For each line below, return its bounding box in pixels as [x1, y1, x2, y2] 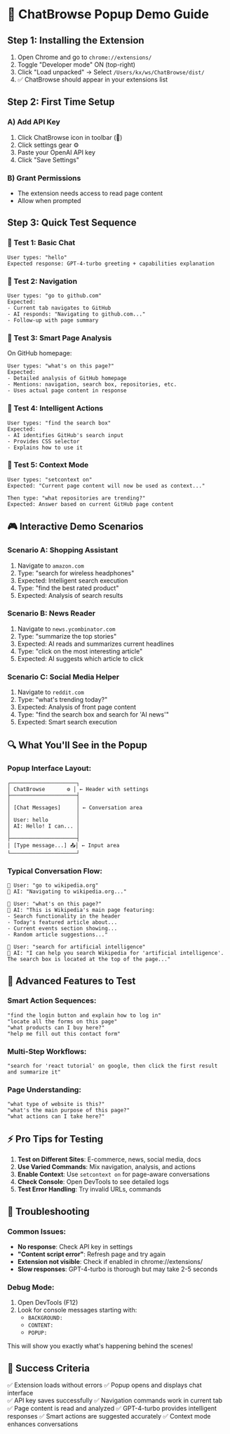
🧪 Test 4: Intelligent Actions [7, 403, 104, 413]
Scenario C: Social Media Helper [7, 672, 120, 682]
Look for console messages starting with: [17, 1306, 137, 1315]
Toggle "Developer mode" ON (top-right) [17, 60, 135, 69]
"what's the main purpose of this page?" [7, 1107, 130, 1114]
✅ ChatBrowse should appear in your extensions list [17, 75, 168, 84]
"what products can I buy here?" [7, 1024, 105, 1031]
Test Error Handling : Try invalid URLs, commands [17, 1185, 161, 1194]
